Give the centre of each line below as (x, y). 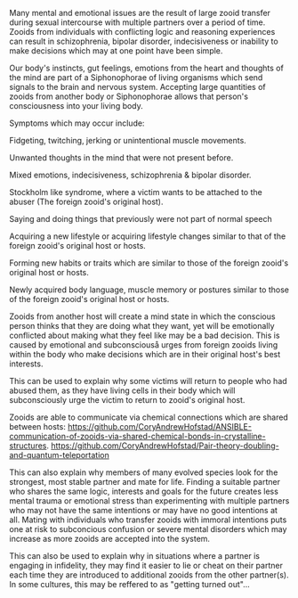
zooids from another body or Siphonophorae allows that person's (129, 96)
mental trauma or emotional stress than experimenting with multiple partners (149, 501)
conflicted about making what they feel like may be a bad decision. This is (145, 335)
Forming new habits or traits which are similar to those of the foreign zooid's (149, 263)
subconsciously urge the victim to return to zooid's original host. (127, 400)
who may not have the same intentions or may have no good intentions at (144, 510)
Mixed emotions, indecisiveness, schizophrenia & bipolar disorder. (130, 175)
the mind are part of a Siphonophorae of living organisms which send (136, 78)
